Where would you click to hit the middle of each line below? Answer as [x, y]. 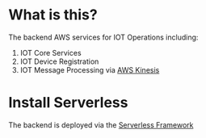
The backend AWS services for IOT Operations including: [103, 37]
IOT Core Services [51, 52]
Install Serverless [68, 103]
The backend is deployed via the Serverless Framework [101, 125]
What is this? [53, 15]
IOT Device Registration [59, 61]
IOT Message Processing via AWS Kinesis [90, 69]
